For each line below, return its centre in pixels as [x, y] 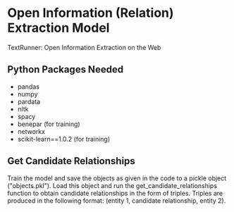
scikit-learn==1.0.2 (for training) [64, 139]
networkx [31, 131]
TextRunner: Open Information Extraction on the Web [84, 47]
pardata [29, 101]
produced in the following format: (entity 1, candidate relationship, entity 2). [117, 200]
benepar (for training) [49, 124]
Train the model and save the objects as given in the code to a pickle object [117, 178]
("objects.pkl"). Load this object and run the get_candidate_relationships [112, 185]
